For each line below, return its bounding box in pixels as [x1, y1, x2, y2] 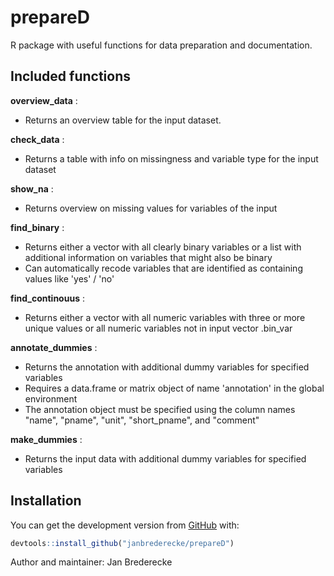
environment [24, 392, 78, 405]
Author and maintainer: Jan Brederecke [10, 556, 173, 568]
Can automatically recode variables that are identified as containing [24, 262, 303, 274]
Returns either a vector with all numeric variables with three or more [24, 311, 306, 323]
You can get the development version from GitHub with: [10, 519, 240, 531]
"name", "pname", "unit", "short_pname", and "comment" [24, 414, 260, 426]
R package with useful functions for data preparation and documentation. [10, 39, 313, 51]
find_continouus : [10, 292, 85, 304]
